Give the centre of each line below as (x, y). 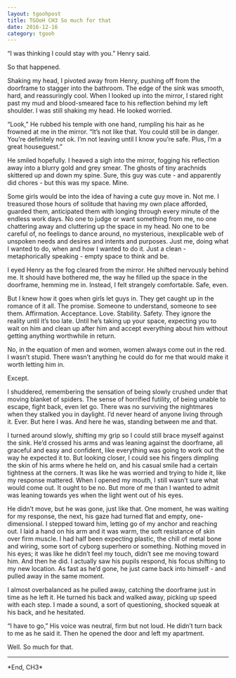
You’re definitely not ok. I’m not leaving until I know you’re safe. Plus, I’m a (114, 139)
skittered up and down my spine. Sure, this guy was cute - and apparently (114, 175)
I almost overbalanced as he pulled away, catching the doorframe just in (112, 590)
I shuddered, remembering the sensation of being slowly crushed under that (118, 392)
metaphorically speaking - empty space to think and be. (88, 256)
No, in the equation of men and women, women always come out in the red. (117, 350)
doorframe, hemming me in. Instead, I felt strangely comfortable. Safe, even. (118, 285)
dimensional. (26, 524)
